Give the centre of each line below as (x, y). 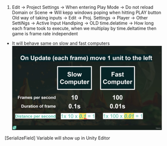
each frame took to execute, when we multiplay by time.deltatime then (84, 28)
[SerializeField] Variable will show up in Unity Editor (58, 138)
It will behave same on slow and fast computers (61, 43)
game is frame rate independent (45, 34)
